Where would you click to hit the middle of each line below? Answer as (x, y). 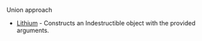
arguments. (33, 30)
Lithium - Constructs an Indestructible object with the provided (106, 23)
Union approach (29, 10)
